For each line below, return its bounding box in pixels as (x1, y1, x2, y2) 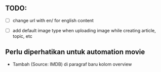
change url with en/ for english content (12, 17, 94, 23)
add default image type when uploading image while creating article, (12, 27, 156, 33)
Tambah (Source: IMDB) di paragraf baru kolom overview (12, 61, 132, 67)
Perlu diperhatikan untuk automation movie (5, 48, 145, 56)
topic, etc (12, 33, 33, 39)
